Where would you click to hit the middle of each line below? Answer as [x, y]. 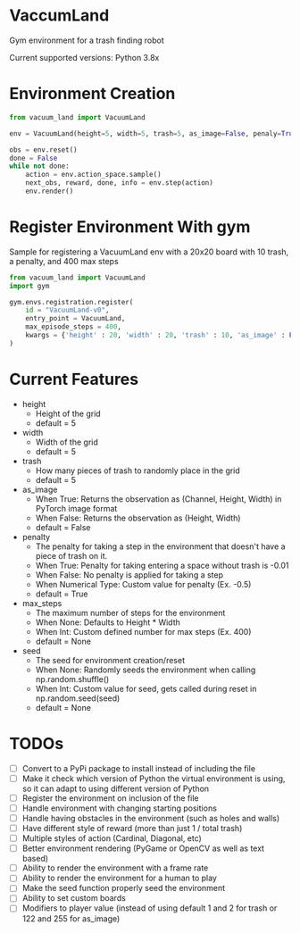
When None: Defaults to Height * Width [108, 622]
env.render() [50, 191]
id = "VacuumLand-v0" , [67, 310]
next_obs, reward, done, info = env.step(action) [120, 183]
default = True [62, 594]
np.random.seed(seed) [78, 698]
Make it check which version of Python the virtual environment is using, [154, 779]
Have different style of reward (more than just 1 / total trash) [132, 828]
